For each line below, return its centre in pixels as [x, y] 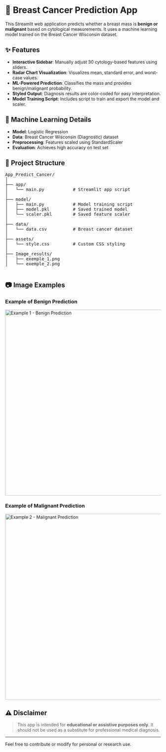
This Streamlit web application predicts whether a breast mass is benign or [82, 24]
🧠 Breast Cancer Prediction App [71, 10]
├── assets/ [20, 239]
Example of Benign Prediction [41, 301]
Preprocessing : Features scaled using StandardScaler [68, 142]
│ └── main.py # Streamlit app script [68, 190]
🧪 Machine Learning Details [48, 120]
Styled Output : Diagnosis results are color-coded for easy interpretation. [86, 93]
